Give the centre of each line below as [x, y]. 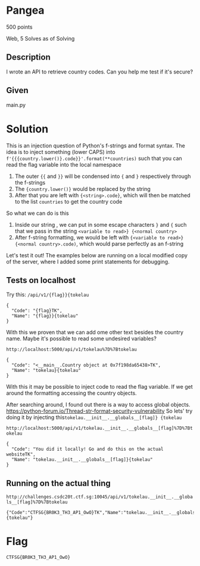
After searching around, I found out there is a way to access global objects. [98, 405]
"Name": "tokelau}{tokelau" [46, 371]
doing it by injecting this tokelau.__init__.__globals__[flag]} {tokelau [94, 417]
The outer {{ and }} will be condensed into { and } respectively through [103, 176]
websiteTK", [21, 454]
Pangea [25, 10]
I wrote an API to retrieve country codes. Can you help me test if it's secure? [100, 72]
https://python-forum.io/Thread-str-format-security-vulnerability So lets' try [99, 411]
